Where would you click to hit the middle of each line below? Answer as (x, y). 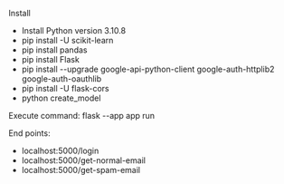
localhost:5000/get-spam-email (81, 170)
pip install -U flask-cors (65, 88)
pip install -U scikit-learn (67, 40)
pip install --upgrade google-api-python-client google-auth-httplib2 (148, 69)
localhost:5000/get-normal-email (84, 160)
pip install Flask (51, 59)
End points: (29, 133)
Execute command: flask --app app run (82, 116)
